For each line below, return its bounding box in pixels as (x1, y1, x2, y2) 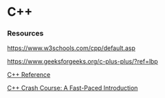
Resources (7, 29, 44, 38)
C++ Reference (7, 71, 51, 79)
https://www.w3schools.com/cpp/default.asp (7, 44, 136, 52)
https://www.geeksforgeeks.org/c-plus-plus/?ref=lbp (7, 58, 158, 66)
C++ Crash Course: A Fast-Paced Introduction (7, 84, 138, 93)
